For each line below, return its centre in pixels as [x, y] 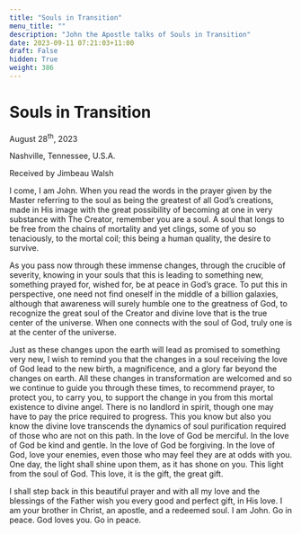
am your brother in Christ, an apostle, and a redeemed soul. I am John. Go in [151, 511]
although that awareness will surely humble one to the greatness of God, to [148, 304]
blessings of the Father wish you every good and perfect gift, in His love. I [146, 501]
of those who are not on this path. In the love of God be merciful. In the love [149, 436]
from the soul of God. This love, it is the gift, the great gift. [116, 474]
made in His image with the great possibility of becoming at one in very [141, 210]
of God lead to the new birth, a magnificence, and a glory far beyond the [143, 369]
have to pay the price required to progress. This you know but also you [140, 417]
